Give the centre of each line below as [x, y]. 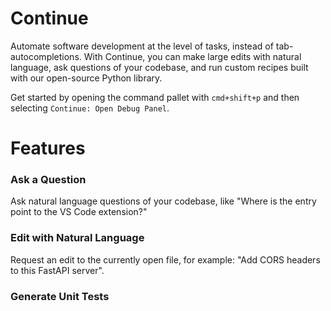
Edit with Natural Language [77, 238]
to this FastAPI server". [57, 270]
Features [48, 148]
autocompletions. [46, 56]
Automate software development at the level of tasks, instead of [142, 46]
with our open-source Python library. [86, 78]
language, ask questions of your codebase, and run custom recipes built [159, 67]
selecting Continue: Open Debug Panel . [90, 108]
